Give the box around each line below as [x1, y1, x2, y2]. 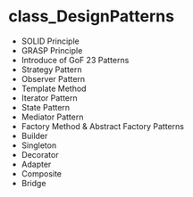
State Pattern [21, 102, 71, 112]
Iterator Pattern [21, 92, 78, 103]
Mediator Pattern [21, 111, 84, 122]
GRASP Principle [21, 45, 83, 55]
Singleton [21, 140, 57, 151]
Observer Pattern [21, 73, 86, 84]
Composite [21, 168, 63, 179]
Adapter [21, 159, 52, 169]
